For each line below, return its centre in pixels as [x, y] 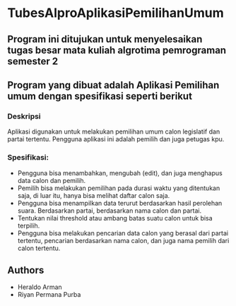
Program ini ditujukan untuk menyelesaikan [105, 39]
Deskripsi [24, 116]
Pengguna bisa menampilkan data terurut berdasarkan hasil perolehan [120, 203]
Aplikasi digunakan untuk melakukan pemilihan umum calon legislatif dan [114, 131]
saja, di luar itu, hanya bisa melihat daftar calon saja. [94, 195]
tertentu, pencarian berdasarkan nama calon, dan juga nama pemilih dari [123, 240]
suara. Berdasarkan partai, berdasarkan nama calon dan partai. [110, 211]
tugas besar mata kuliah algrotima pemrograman [117, 50]
